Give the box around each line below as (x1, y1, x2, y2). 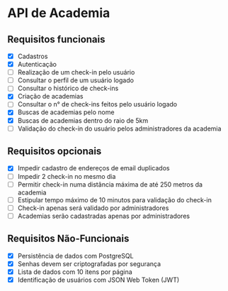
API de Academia (7, 5, 110, 21)
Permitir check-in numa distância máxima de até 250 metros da (17, 180, 203, 189)
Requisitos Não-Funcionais (7, 233, 130, 245)
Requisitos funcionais (7, 33, 106, 45)
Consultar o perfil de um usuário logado (17, 76, 135, 84)
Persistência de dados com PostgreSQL (17, 251, 134, 260)
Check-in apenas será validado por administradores (17, 204, 169, 212)
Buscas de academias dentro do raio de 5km (17, 116, 149, 125)
